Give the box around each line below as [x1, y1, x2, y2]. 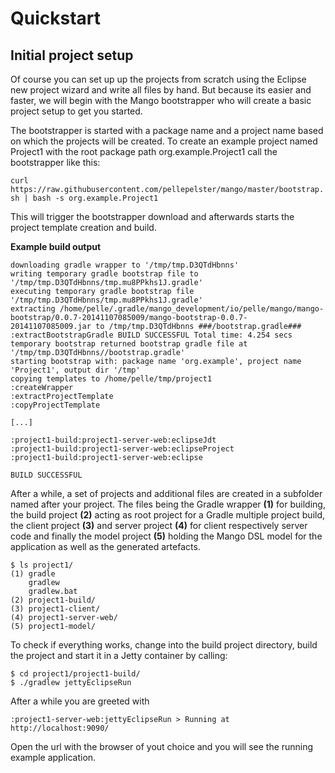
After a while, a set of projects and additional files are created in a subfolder [10, 488, 323, 499]
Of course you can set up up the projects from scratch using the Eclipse [10, 73, 307, 85]
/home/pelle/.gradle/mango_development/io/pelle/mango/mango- [59, 304, 325, 314]
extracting [10, 304, 56, 314]
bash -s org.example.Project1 [32, 193, 159, 203]
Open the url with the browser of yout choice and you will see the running [10, 741, 314, 752]
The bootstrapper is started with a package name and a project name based [10, 125, 324, 136]
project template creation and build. [10, 222, 157, 233]
